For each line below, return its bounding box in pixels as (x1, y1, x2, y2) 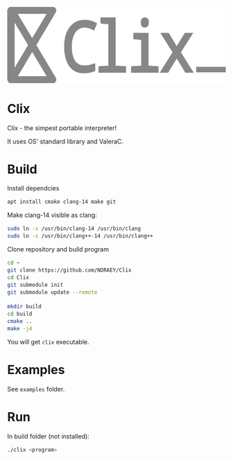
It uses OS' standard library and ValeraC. (7, 137, 123, 145)
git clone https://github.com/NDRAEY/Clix (7, 267, 132, 274)
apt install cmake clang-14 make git (7, 198, 116, 206)
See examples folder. (7, 384, 65, 393)
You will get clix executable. (7, 337, 89, 346)
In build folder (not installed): (7, 432, 90, 440)
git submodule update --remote (7, 288, 98, 296)
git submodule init (7, 281, 64, 288)
